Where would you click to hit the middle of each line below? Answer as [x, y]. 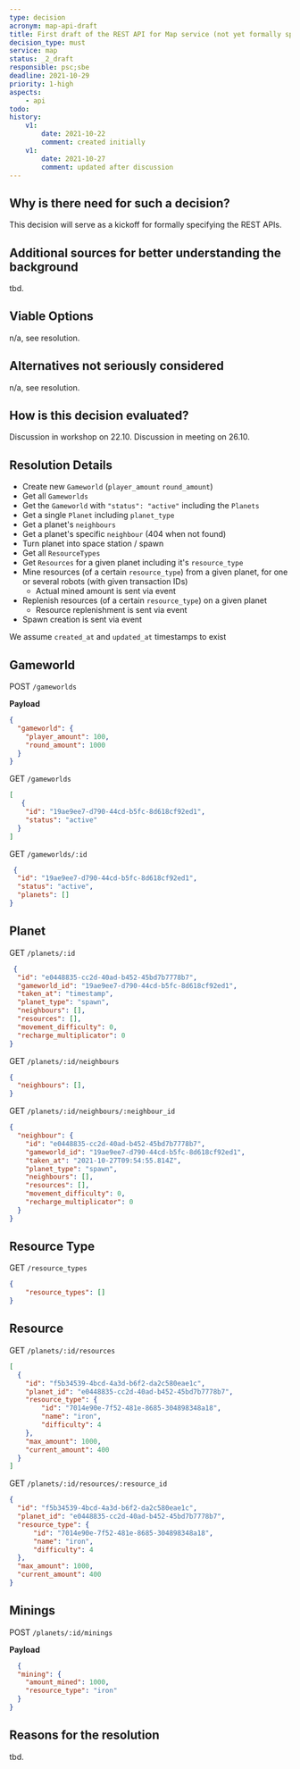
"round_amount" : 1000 [65, 745]
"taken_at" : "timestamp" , [66, 994]
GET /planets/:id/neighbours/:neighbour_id [92, 1111]
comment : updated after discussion [108, 167]
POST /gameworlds [43, 687]
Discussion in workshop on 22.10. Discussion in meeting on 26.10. [129, 437]
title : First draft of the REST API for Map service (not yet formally [145, 34]
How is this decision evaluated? [99, 416]
